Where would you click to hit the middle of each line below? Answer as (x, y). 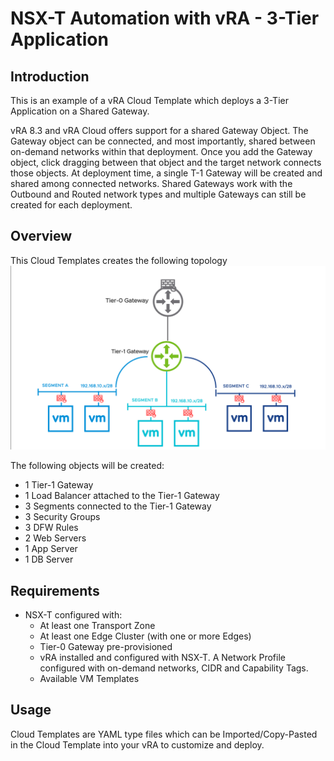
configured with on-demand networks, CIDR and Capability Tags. (174, 668)
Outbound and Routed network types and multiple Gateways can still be (158, 194)
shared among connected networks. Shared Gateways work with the (151, 183)
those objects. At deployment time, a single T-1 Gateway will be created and (166, 173)
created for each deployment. (71, 205)
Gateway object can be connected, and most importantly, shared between (163, 141)
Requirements (55, 590)
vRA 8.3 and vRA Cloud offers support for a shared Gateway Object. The (159, 130)
